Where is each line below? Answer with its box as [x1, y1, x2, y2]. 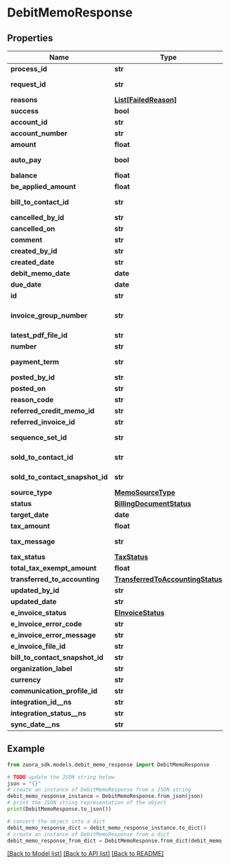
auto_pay [10, 155, 42, 164]
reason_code [10, 395, 54, 404]
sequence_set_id [10, 433, 67, 442]
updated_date [10, 597, 57, 606]
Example [7, 743, 45, 755]
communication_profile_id [10, 686, 98, 696]
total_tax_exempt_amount [10, 564, 97, 573]
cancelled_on [10, 224, 55, 233]
